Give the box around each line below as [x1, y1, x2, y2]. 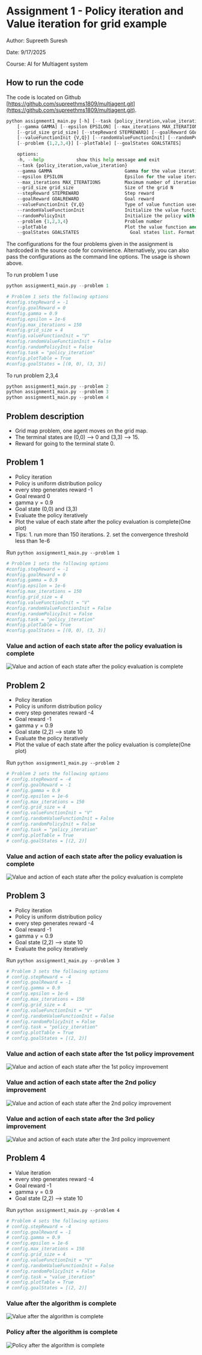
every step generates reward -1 [14, 486, 93, 493]
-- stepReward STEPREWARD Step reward [17, 191, 155, 197]
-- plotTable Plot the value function [17, 224, 187, 230]
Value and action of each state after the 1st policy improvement [6, 1049, 194, 1058]
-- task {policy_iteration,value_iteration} [17, 162, 128, 168]
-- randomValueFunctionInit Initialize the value [17, 207, 179, 213]
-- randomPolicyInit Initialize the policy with [17, 212, 195, 219]
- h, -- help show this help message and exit [17, 157, 161, 163]
